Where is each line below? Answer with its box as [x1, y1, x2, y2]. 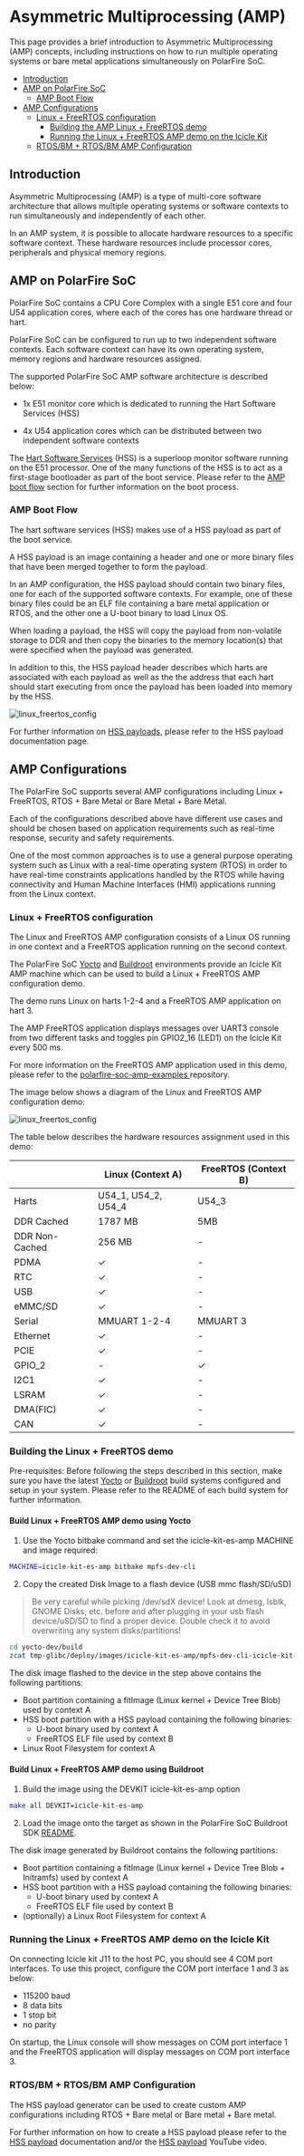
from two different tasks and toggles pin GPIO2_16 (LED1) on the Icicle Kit [9, 1032, 282, 1043]
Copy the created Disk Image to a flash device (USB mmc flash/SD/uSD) [22, 1579, 292, 1590]
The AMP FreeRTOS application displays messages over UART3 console [9, 1022, 280, 1034]
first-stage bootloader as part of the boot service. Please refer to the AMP [9, 471, 286, 482]
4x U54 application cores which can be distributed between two [22, 425, 262, 436]
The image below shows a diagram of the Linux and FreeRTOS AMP [9, 1086, 262, 1097]
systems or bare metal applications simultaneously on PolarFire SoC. [9, 55, 266, 66]
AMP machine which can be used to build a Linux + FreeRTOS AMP [9, 967, 261, 979]
